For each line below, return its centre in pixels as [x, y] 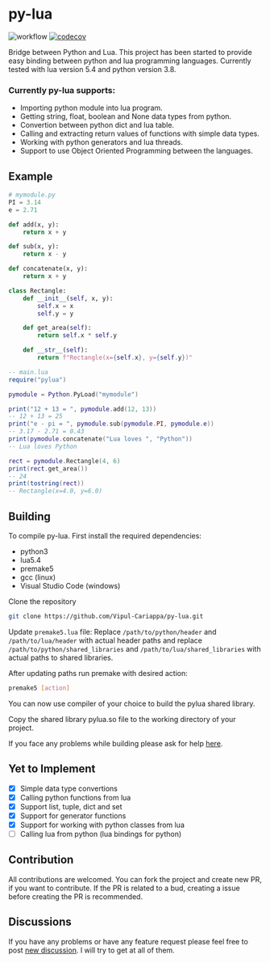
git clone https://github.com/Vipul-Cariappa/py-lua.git [106, 616]
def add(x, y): [34, 224]
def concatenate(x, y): [48, 269]
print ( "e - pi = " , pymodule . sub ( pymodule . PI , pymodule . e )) [112, 424]
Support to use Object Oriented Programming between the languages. [136, 151]
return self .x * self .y [77, 336]
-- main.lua [28, 372]
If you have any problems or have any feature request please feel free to [128, 941]
